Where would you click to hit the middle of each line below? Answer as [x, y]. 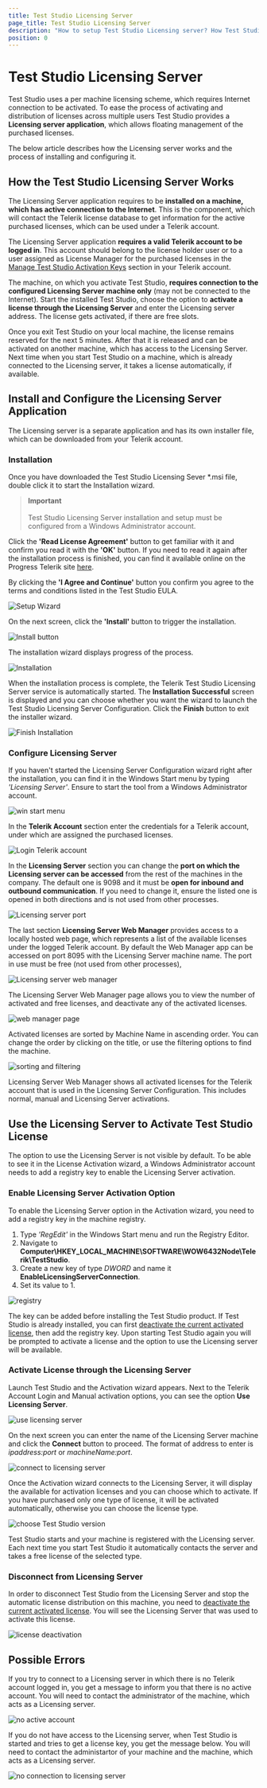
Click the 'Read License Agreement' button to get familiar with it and [121, 542]
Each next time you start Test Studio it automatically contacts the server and [133, 1547]
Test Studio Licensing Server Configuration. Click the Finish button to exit [129, 709]
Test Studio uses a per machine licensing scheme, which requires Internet [129, 99]
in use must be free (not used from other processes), [95, 964]
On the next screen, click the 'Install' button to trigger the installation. [122, 622]
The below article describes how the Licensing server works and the [120, 149]
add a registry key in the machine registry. [77, 1219]
